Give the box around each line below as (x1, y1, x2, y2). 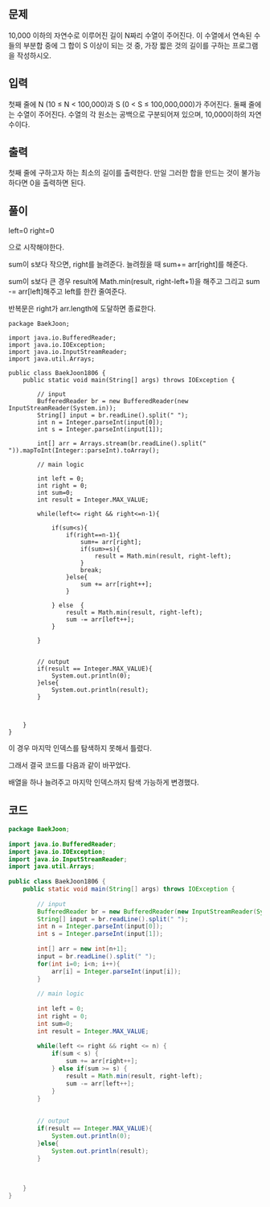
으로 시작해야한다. (8, 242, 65, 252)
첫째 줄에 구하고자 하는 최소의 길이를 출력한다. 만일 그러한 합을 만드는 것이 (8, 168, 239, 178)
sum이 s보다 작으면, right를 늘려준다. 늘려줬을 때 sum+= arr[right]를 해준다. (8, 260, 248, 270)
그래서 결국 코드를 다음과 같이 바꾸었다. (8, 760, 131, 770)
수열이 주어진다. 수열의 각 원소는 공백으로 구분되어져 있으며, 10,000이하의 (16, 109, 247, 119)
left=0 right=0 (8, 226, 55, 236)
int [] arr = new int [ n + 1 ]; (37, 945, 128, 954)
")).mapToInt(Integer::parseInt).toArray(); (8, 447, 160, 455)
